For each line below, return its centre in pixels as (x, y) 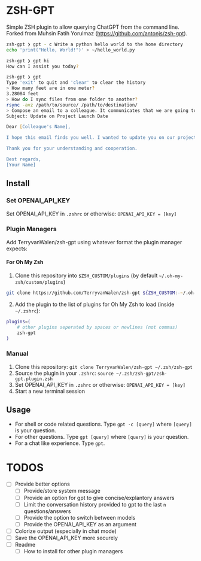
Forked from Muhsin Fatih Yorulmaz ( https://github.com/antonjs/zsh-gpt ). (97, 33)
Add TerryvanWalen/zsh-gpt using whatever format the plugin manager (94, 242)
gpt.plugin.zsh (34, 379)
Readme (25, 544)
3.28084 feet (22, 94)
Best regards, (24, 159)
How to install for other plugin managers (73, 551)
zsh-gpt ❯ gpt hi (28, 60)
